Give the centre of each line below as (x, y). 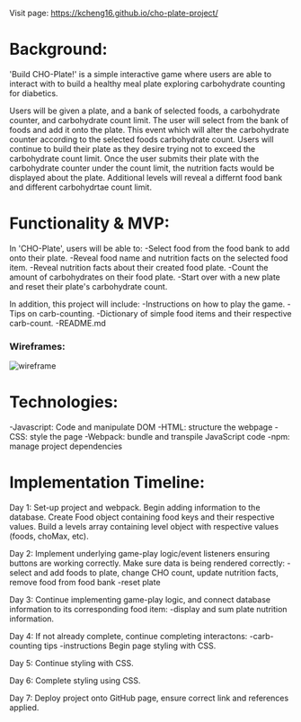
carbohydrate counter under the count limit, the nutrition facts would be (142, 168)
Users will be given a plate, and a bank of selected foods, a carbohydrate (145, 111)
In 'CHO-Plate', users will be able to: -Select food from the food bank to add (150, 248)
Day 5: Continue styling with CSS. (71, 664)
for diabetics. (34, 93)
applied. (24, 708)
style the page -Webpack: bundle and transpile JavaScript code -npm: (160, 437)
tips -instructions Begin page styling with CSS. (130, 646)
